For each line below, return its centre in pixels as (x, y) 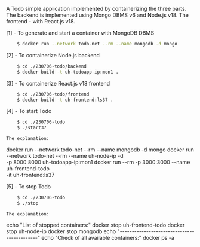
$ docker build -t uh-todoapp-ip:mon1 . (68, 72)
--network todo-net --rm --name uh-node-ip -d (65, 156)
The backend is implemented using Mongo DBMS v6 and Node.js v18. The (98, 15)
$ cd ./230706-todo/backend (52, 66)
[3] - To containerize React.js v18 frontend (58, 83)
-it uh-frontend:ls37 (30, 175)
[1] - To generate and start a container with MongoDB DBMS (80, 33)
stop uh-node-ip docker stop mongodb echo (61, 231)
